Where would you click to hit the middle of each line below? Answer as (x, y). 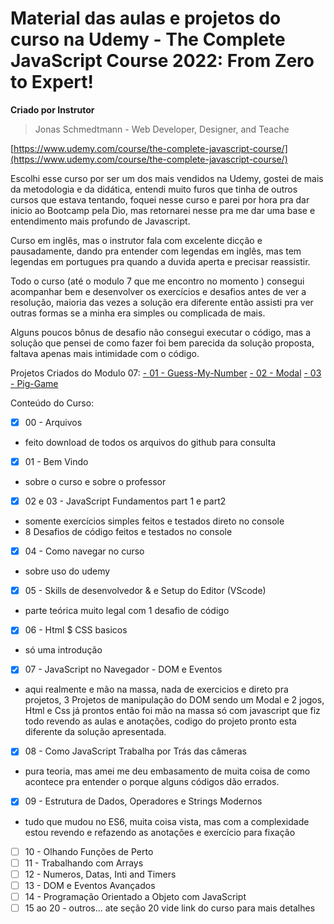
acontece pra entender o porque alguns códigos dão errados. (152, 782)
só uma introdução (63, 650)
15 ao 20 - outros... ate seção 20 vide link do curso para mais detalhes (170, 908)
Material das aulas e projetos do (146, 18)
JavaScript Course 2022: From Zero (162, 61)
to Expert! (52, 82)
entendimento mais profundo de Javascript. (100, 221)
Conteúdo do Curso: (52, 403)
